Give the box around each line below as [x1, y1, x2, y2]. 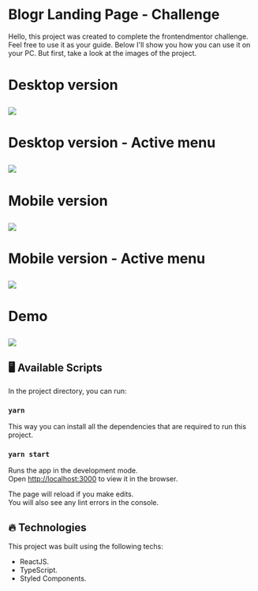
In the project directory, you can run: [8, 386, 127, 395]
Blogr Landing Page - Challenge [8, 6, 220, 24]
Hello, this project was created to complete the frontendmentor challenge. [8, 32, 249, 41]
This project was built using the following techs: [8, 542, 163, 552]
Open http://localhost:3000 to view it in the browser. [8, 474, 178, 484]
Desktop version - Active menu [8, 134, 216, 151]
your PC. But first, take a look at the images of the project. [8, 48, 197, 58]
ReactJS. [19, 557, 50, 567]
